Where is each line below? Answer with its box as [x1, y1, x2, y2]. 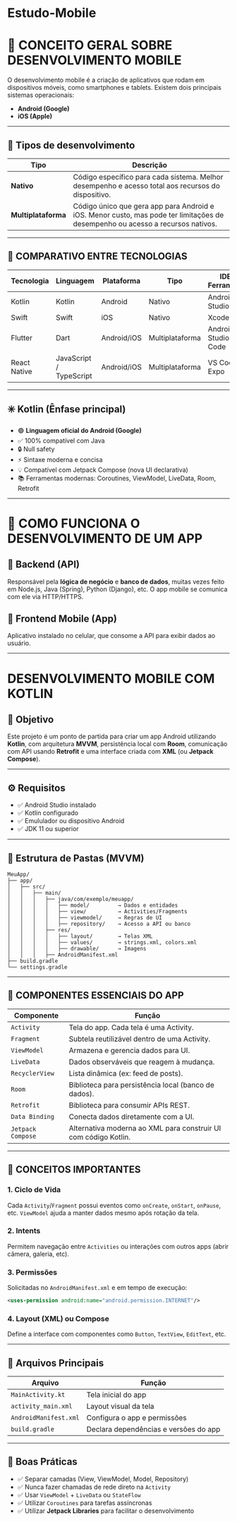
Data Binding [11, 1113, 55, 1120]
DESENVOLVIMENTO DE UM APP [7, 530, 203, 546]
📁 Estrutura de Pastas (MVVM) [7, 852, 145, 864]
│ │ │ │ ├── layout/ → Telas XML [7, 933, 153, 940]
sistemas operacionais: [7, 91, 75, 100]
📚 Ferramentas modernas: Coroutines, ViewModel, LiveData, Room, [17, 474, 217, 482]
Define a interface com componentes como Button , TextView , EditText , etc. [7, 1330, 226, 1338]
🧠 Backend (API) [7, 559, 80, 571]
